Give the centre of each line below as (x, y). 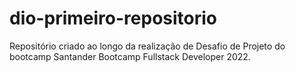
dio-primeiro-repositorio (113, 18)
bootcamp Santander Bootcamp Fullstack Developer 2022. (130, 56)
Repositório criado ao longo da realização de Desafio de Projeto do (147, 46)
